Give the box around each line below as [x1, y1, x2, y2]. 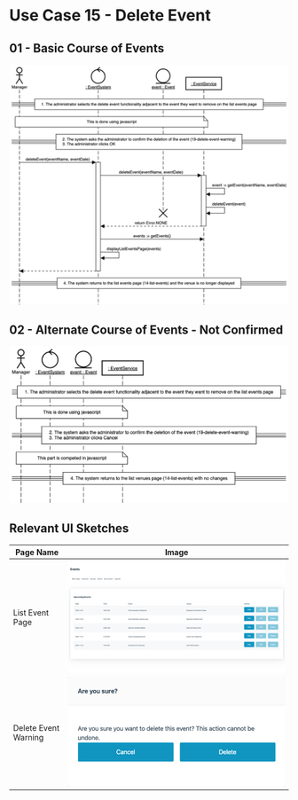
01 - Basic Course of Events [9, 41, 165, 56]
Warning [12, 732, 44, 742]
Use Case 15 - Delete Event [9, 5, 211, 26]
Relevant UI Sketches [9, 521, 129, 536]
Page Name [14, 546, 59, 557]
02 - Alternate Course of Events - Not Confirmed [9, 322, 284, 337]
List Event [12, 607, 50, 617]
